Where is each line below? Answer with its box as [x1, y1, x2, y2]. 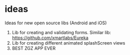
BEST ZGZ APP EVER [12, 45, 56, 51]
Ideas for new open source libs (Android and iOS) [5, 20, 107, 26]
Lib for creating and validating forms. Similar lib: [12, 29, 111, 35]
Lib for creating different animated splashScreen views [12, 40, 125, 46]
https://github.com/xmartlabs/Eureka [12, 35, 89, 41]
